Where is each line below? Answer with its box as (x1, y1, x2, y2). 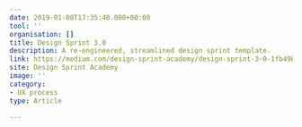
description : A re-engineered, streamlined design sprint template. (9, 47, 271, 55)
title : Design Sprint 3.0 (9, 38, 106, 47)
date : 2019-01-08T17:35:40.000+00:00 (9, 13, 151, 22)
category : (9, 80, 47, 89)
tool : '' (9, 21, 42, 30)
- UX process (9, 88, 58, 97)
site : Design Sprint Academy (9, 63, 119, 72)
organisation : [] (9, 30, 75, 38)
